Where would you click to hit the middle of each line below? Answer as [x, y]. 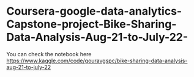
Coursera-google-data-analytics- [94, 11]
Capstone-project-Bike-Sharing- [91, 24]
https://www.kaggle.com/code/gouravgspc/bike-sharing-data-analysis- [97, 61]
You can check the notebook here [49, 54]
